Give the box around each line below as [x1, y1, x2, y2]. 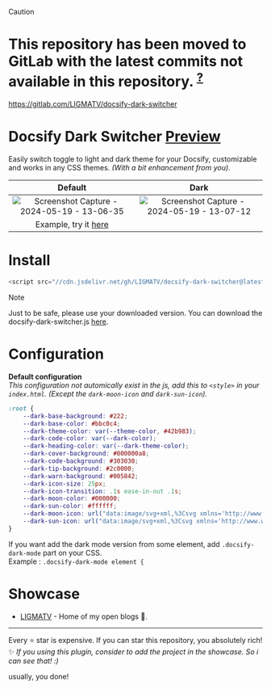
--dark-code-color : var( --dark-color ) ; [23, 435, 157, 443]
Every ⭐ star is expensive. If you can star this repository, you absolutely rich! [8, 635, 263, 645]
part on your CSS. [43, 548, 102, 557]
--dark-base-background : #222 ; [23, 412, 128, 420]
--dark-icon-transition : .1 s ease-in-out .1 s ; [23, 487, 182, 495]
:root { [8, 404, 35, 413]
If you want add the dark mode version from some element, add [8, 539, 220, 548]
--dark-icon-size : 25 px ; [23, 480, 106, 488]
